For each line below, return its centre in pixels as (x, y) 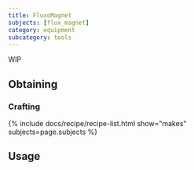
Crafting (24, 107)
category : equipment (42, 30)
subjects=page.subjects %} (53, 132)
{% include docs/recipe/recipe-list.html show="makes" (97, 123)
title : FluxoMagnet (40, 15)
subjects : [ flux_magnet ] (49, 23)
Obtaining (33, 84)
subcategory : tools (40, 37)
